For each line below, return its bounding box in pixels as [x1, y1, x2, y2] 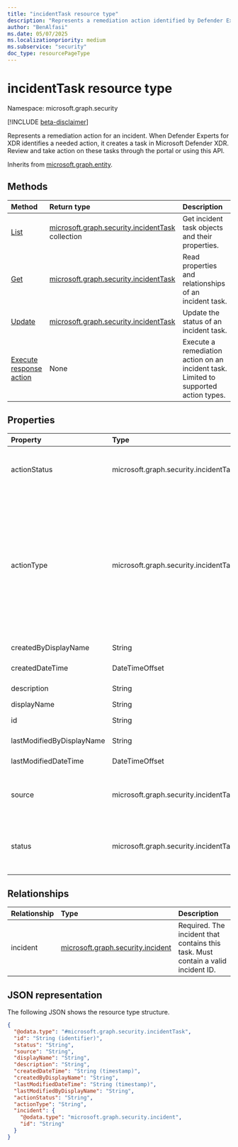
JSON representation [7, 989, 103, 1001]
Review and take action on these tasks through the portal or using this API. [7, 146, 225, 155]
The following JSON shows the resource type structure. [7, 1008, 170, 1017]
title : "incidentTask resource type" [7, 10, 119, 18]
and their [182, 231, 212, 241]
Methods [7, 181, 48, 193]
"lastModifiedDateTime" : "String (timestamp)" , [13, 1080, 157, 1088]
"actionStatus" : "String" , [13, 1094, 93, 1101]
